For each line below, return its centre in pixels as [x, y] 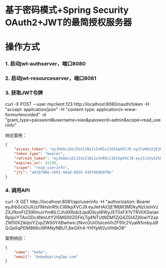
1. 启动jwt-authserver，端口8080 [45, 64]
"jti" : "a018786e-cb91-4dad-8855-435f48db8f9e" [64, 172]
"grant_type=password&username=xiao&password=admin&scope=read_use [83, 120]
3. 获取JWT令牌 [24, 93]
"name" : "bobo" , [31, 252]
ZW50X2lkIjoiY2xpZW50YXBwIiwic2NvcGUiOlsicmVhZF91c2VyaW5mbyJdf [82, 222]
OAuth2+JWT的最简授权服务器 [68, 23]
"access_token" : [31, 149]
